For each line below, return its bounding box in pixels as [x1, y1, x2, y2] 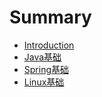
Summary [9, 6, 92, 29]
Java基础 [23, 51, 62, 63]
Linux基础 [23, 76, 65, 88]
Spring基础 [23, 63, 70, 75]
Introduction [23, 39, 75, 51]
